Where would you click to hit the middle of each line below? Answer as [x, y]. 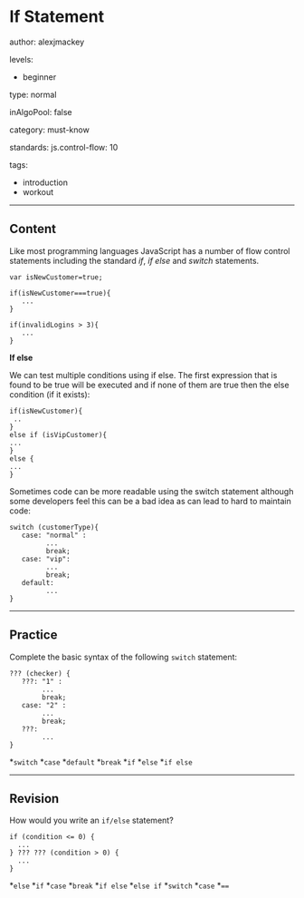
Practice [33, 635]
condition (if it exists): [50, 394]
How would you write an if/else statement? [91, 820]
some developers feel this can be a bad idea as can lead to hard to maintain [150, 501]
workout [38, 191]
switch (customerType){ [54, 527]
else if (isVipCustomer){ [58, 434]
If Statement [57, 17]
